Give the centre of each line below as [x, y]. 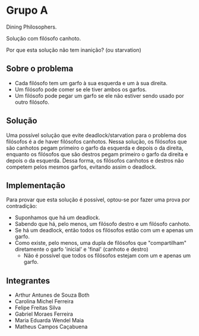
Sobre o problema [40, 69]
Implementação [36, 185]
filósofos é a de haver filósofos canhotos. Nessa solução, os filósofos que [97, 141]
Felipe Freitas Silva [38, 308]
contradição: [22, 206]
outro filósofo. [32, 102]
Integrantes [28, 281]
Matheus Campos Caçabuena [51, 327]
